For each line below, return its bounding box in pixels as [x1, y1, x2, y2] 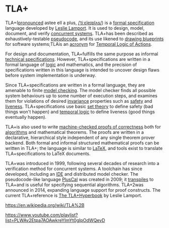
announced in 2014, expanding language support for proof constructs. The [5, 187, 160, 193]
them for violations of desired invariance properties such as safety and [5, 98, 152, 104]
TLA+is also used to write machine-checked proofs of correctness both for [5, 124, 161, 130]
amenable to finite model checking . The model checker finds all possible [5, 87, 156, 93]
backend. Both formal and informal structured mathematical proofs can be [5, 139, 159, 146]
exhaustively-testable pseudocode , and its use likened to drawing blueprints [5, 36, 164, 42]
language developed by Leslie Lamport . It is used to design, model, [5, 25, 145, 31]
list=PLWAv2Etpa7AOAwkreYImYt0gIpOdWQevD [5, 217, 105, 223]
